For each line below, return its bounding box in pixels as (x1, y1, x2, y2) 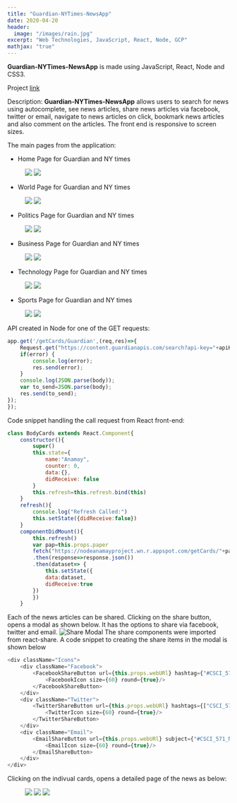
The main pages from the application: (7, 141, 116, 149)
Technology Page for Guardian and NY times (17, 267, 147, 276)
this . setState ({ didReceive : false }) (32, 515, 138, 522)
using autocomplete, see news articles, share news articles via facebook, (7, 105, 220, 113)
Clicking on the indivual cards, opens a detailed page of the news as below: (7, 774, 227, 783)
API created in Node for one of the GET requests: (7, 324, 150, 332)
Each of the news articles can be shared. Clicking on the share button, (7, 613, 212, 622)
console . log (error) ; (32, 357, 93, 364)
